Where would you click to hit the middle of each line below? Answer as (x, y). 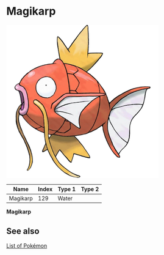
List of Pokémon (27, 246)
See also (23, 231)
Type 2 (90, 189)
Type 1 (67, 189)
